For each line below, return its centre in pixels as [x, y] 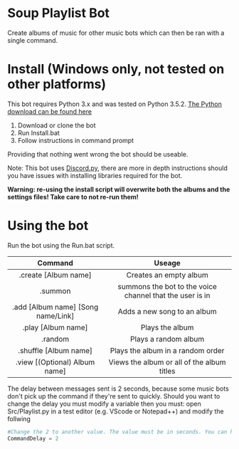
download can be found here [50, 111]
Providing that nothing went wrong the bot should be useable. [98, 154]
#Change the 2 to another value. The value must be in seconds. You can [117, 432]
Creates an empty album [167, 275]
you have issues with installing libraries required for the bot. [95, 175]
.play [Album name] [55, 327]
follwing [19, 418]
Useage [168, 263]
